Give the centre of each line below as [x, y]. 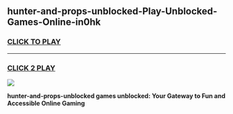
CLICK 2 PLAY [31, 68]
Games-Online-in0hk [54, 22]
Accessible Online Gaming [46, 103]
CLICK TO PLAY [34, 42]
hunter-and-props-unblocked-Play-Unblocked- [112, 11]
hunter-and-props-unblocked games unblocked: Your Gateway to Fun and [116, 95]
